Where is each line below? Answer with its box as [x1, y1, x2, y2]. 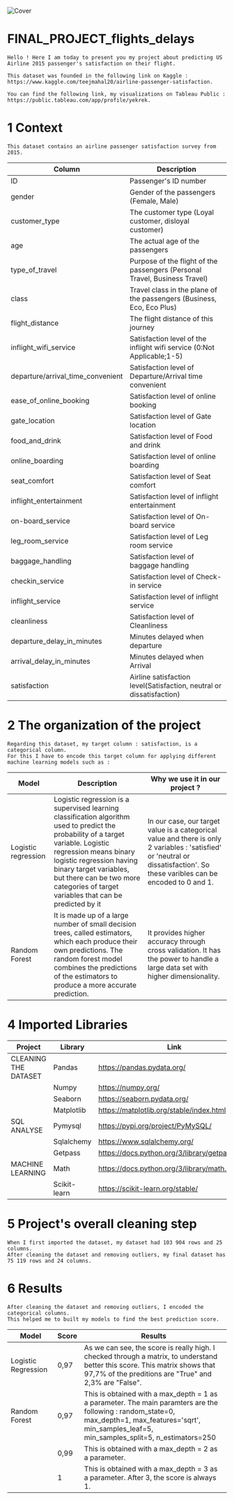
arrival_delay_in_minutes [10, 656, 91, 666]
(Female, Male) [130, 196, 179, 206]
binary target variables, [53, 864, 130, 874]
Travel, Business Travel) [130, 273, 208, 283]
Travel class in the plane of [130, 285, 218, 294]
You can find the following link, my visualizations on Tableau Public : [7, 91, 226, 98]
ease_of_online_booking [10, 395, 90, 405]
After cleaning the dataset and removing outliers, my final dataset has [7, 1251, 226, 1258]
